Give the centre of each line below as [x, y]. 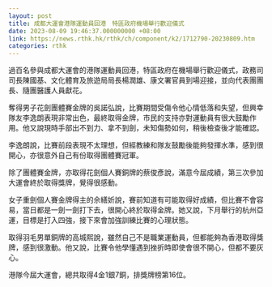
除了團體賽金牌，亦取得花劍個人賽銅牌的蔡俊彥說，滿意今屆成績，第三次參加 [136, 173]
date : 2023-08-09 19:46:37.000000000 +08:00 [85, 31]
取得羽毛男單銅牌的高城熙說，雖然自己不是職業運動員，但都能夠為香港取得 [132, 238]
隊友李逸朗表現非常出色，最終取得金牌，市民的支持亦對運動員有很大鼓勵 [129, 118]
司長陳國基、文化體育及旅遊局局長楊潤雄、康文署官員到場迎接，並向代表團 [132, 80]
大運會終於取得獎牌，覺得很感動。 [65, 182]
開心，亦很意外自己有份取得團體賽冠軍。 [76, 156]
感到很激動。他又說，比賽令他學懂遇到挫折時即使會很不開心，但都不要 [139, 247]
